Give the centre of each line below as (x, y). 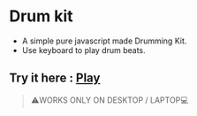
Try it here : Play (55, 78)
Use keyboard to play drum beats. (83, 50)
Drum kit (41, 16)
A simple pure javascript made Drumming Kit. (104, 41)
